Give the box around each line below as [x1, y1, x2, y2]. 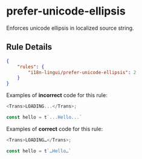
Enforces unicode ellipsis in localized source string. [6, 24, 134, 32]
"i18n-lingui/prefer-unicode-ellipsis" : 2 [28, 69, 137, 75]
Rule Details [6, 42, 53, 52]
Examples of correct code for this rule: [6, 125, 103, 132]
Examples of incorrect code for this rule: [6, 92, 108, 99]
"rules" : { [17, 64, 45, 70]
